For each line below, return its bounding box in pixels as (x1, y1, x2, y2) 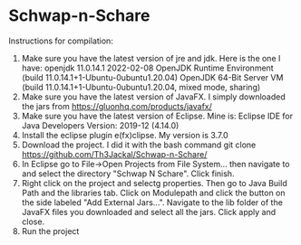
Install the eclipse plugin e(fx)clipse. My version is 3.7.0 (21, 129, 228, 140)
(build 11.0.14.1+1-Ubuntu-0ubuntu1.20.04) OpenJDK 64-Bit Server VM (21, 71, 284, 82)
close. (21, 216, 45, 227)
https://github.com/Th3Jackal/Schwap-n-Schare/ (21, 148, 208, 159)
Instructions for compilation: (8, 35, 114, 46)
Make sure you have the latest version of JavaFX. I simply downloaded (21, 91, 286, 102)
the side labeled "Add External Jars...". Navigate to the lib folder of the (21, 196, 283, 208)
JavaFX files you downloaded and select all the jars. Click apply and (21, 206, 277, 217)
